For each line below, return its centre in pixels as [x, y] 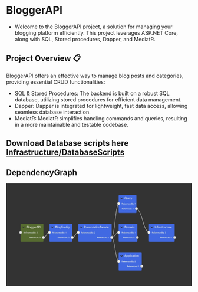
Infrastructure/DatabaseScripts [65, 152]
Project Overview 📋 [44, 59]
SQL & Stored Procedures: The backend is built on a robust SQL [92, 93]
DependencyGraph [42, 173]
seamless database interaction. [52, 112]
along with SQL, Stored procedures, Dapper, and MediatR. [85, 39]
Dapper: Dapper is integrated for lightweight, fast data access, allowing [101, 106]
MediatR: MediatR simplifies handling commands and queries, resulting [101, 118]
